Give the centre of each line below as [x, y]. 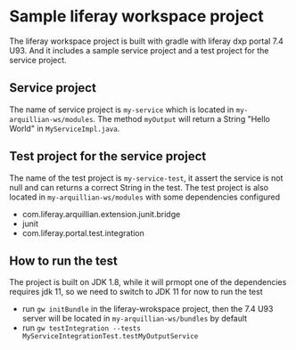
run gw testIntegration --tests [81, 328]
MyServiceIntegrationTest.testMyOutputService [110, 337]
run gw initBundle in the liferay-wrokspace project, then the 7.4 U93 [148, 309]
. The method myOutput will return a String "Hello [181, 118]
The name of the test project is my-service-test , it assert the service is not [146, 178]
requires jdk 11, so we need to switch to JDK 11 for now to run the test [136, 292]
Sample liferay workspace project [137, 16]
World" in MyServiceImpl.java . [65, 128]
